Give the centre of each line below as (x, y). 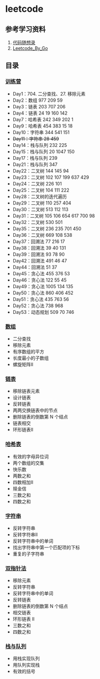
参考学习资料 (26, 29)
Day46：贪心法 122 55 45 (40, 280)
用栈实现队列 (26, 658)
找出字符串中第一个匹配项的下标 (46, 547)
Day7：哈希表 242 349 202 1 (43, 119)
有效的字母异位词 (31, 456)
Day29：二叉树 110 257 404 (42, 203)
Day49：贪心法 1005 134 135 (43, 286)
